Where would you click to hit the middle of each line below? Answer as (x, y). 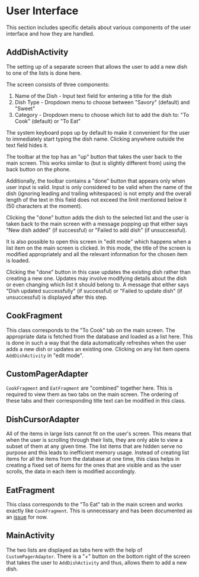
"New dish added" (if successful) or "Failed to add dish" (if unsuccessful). (97, 230)
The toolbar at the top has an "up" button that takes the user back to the (94, 157)
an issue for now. (27, 517)
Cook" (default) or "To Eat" (48, 121)
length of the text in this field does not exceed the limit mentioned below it (97, 199)
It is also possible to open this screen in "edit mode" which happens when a (99, 241)
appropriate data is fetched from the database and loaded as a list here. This (99, 336)
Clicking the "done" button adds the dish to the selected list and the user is (98, 217)
